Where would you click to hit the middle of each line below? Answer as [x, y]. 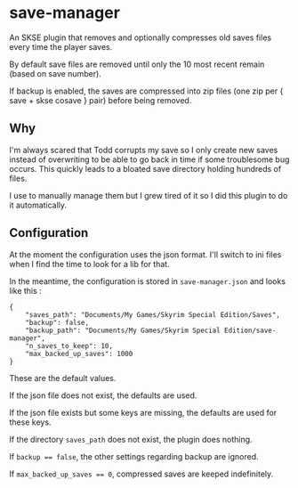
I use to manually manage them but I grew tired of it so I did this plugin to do [149, 195]
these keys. [30, 422]
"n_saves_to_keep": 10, [69, 346]
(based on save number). [56, 73]
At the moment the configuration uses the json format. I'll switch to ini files [145, 254]
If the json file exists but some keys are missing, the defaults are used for [143, 412]
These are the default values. [63, 378]
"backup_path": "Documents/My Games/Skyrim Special [123, 330]
